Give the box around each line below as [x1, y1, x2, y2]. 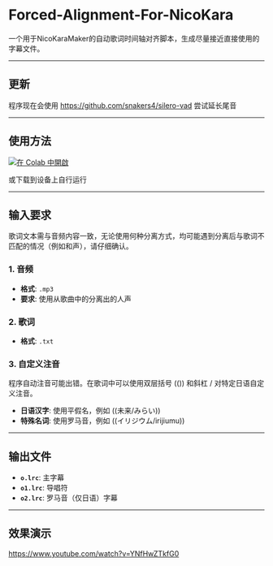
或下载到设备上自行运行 [8, 175, 87, 184]
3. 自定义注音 [8, 358, 60, 369]
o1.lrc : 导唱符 [19, 483, 68, 493]
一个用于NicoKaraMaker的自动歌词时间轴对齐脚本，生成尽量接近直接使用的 [8, 33, 260, 43]
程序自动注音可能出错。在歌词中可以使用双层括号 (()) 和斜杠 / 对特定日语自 [8, 378, 258, 388]
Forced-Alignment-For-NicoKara [8, 6, 234, 24]
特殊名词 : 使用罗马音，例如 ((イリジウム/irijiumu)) [19, 416, 185, 426]
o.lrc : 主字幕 [19, 473, 65, 482]
